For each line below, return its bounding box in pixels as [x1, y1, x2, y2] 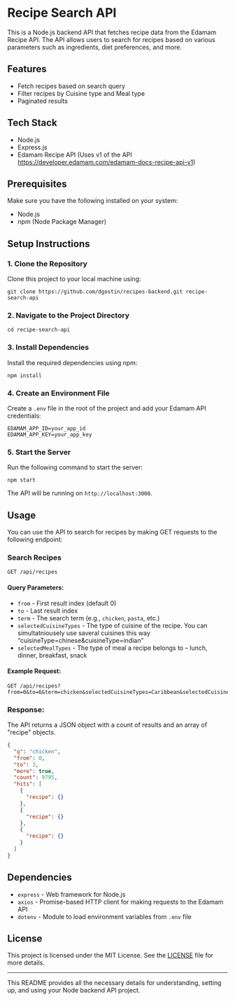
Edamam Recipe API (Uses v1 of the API [17, 150, 133, 159]
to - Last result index [17, 606, 78, 615]
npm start [7, 477, 36, 484]
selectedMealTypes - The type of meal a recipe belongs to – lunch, [17, 644, 208, 652]
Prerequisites [7, 178, 67, 190]
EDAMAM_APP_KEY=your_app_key [7, 431, 92, 438]
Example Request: [7, 667, 62, 676]
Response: [7, 704, 45, 714]
